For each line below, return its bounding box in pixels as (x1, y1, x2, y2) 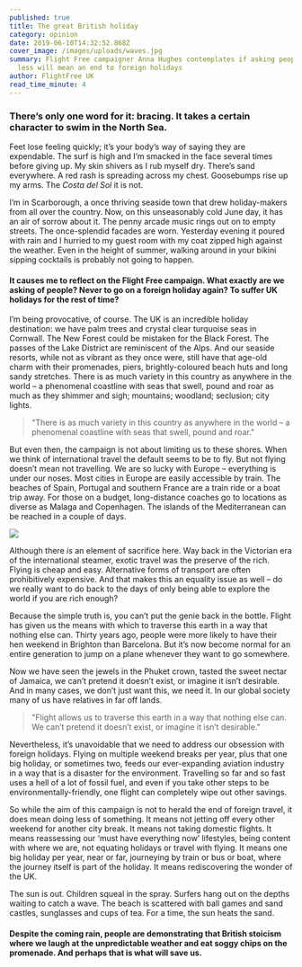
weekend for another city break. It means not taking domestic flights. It (9, 823, 272, 834)
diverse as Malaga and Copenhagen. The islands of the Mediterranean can (9, 501, 287, 512)
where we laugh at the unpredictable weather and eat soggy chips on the (9, 937, 288, 948)
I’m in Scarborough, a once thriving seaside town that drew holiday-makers (9, 197, 288, 208)
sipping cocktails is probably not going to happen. (9, 253, 195, 265)
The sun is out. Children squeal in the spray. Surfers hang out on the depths (9, 889, 290, 900)
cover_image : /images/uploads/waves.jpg (9, 47, 164, 56)
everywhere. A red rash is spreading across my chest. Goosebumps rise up (9, 170, 289, 181)
